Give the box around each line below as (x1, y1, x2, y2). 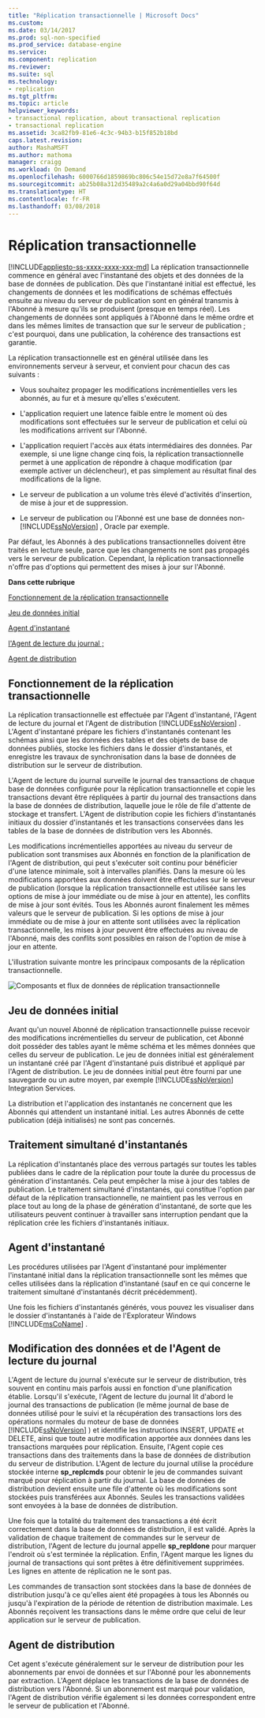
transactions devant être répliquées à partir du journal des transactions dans (8, 792, 257, 802)
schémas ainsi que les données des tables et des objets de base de (8, 735, 229, 745)
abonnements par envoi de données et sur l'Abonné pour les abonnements (8, 1667, 251, 1677)
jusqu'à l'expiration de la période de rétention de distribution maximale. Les (8, 1599, 253, 1608)
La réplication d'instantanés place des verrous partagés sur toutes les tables (8, 1159, 257, 1169)
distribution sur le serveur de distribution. (8, 761, 143, 770)
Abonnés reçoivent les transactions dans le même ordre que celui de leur (8, 1607, 246, 1616)
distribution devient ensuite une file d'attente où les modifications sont (8, 1484, 237, 1494)
